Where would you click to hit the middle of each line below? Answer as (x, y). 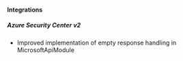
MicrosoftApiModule (46, 50)
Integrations (25, 10)
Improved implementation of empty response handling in (97, 42)
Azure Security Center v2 (44, 25)
